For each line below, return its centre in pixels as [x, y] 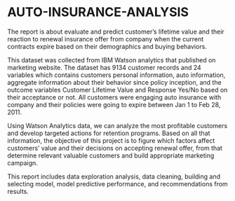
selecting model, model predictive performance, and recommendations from [117, 183]
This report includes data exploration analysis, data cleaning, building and [114, 176]
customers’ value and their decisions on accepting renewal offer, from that [115, 148]
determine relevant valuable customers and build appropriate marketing [111, 155]
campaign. [23, 162]
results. [18, 191]
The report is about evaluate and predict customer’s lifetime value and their [116, 32]
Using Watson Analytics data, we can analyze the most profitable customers [117, 125]
